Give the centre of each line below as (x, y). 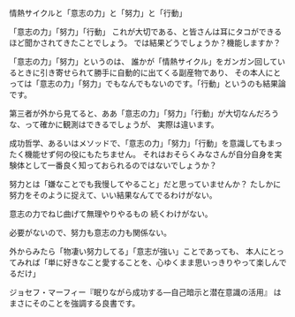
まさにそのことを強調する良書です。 (75, 303)
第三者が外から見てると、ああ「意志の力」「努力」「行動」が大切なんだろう (144, 113)
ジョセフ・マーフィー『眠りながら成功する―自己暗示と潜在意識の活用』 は (145, 292)
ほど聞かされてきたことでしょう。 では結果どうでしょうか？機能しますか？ (145, 43)
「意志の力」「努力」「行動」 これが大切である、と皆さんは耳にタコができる (146, 32)
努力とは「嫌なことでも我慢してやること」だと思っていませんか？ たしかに (145, 184)
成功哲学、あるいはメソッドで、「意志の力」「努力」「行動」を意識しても (138, 143)
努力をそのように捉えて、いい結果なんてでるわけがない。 (113, 195)
